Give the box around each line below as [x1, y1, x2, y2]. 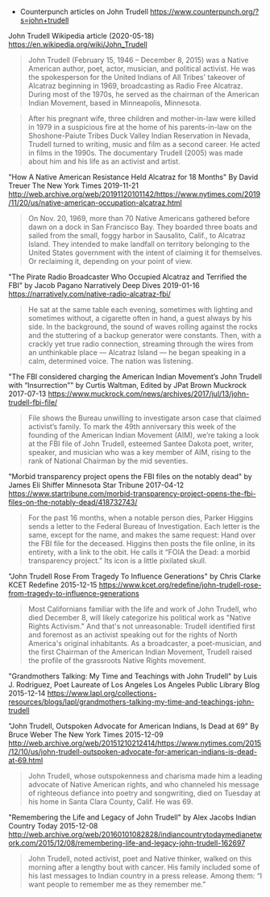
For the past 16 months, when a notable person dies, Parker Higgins [27, 513, 254, 523]
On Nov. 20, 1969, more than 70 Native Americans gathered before [27, 214, 250, 223]
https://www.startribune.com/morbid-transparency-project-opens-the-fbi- [8, 489, 256, 499]
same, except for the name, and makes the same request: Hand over [27, 530, 256, 540]
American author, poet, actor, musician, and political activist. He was [27, 64, 256, 73]
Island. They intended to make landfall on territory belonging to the [27, 240, 250, 248]
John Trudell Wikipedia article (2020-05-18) [8, 31, 155, 40]
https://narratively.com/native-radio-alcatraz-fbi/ [8, 290, 171, 298]
